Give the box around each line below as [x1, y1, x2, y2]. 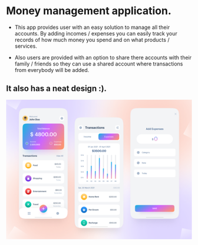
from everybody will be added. [14, 66, 90, 73]
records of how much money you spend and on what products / [14, 36, 170, 43]
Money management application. [6, 4, 172, 18]
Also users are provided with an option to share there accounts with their [14, 54, 192, 61]
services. [14, 43, 37, 50]
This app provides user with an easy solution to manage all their [14, 24, 170, 31]
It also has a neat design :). [6, 84, 107, 94]
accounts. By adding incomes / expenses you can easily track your [14, 30, 178, 37]
